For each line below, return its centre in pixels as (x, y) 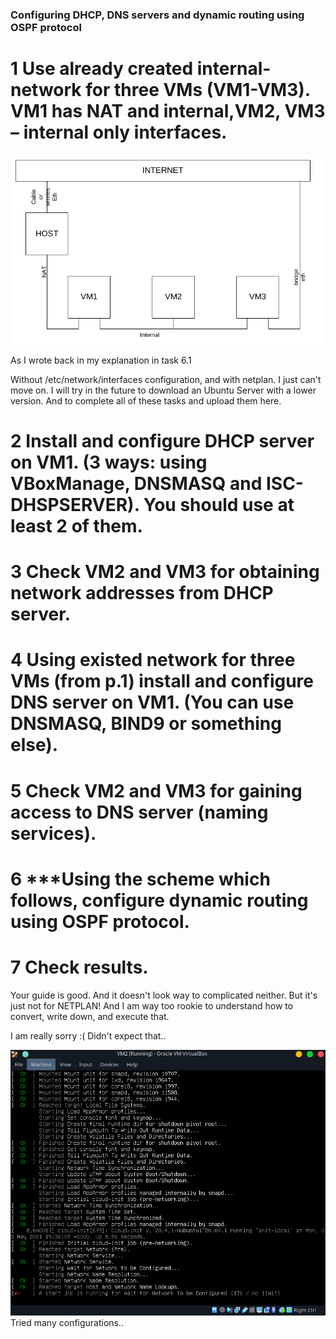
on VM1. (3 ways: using (109, 462)
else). (34, 745)
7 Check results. (79, 967)
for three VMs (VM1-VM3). (198, 90)
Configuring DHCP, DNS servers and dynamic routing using (157, 15)
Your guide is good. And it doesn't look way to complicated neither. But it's (164, 995)
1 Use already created (102, 69)
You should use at (219, 505)
